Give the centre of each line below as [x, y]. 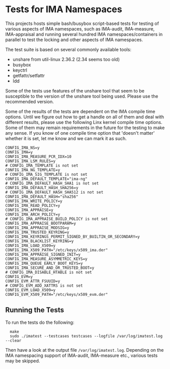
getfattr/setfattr [29, 75]
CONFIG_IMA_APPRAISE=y [29, 210]
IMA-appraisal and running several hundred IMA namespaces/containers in [84, 34]
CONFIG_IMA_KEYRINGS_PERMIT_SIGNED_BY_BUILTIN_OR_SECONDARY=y [73, 237]
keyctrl [20, 70]
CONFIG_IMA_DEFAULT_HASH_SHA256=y [42, 188]
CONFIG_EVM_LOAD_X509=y [31, 290]
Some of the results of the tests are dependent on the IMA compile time [80, 111]
